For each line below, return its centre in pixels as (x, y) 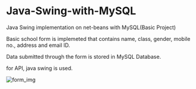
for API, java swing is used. (39, 68)
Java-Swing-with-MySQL (71, 11)
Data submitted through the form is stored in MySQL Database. (84, 56)
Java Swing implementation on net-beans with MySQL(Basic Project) (91, 27)
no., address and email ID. (38, 45)
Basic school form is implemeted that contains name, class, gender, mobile (98, 39)
